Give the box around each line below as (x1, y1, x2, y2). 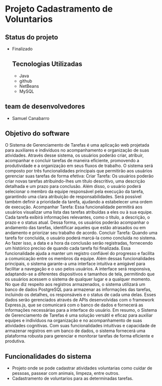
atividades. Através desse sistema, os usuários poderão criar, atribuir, (5, 152, 144, 158)
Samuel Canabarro (12, 115, 50, 121)
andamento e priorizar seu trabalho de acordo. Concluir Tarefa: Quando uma (5, 230, 158, 236)
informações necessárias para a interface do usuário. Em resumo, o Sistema (5, 307, 157, 313)
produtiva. (5, 338, 26, 344)
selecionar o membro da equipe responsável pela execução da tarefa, (5, 188, 144, 195)
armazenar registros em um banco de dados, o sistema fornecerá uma (5, 328, 146, 334)
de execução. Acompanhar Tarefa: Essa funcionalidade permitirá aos (5, 204, 143, 210)
